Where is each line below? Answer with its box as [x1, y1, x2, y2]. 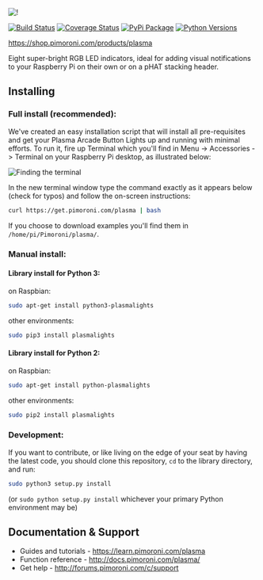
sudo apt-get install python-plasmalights [8, 381, 151, 389]
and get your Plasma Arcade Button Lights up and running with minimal [8, 135, 240, 144]
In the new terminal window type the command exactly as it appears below [8, 182, 253, 192]
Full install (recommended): [8, 109, 117, 120]
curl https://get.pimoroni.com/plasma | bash [8, 206, 161, 214]
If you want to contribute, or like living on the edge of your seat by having [8, 448, 248, 457]
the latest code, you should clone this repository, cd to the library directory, [8, 456, 253, 465]
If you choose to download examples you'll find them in [8, 220, 189, 230]
